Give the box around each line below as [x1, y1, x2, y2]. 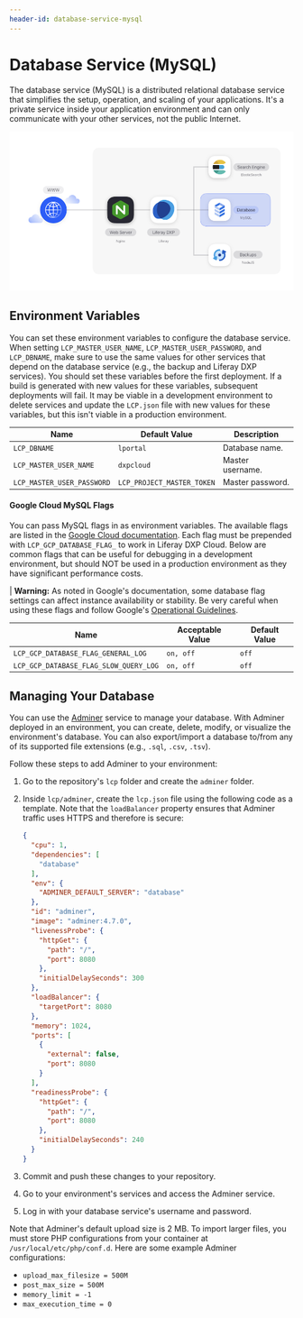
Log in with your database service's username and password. [22, 1205, 252, 1216]
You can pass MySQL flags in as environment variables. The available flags [9, 519, 289, 531]
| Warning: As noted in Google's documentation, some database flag [9, 585, 266, 596]
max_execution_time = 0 [22, 1299, 113, 1309]
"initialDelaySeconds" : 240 [39, 1136, 144, 1145]
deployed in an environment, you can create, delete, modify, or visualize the [9, 722, 291, 733]
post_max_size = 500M [22, 1280, 104, 1289]
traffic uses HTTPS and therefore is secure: [22, 812, 185, 824]
